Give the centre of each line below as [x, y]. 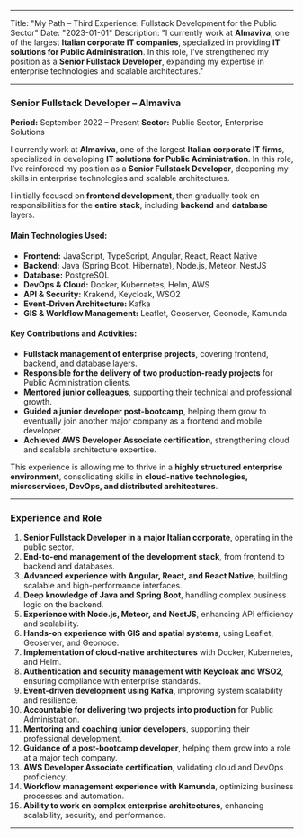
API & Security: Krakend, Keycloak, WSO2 [102, 294]
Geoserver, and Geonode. [71, 642]
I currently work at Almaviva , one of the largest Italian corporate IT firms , [147, 150]
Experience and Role [56, 517]
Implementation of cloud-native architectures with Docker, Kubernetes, [158, 652]
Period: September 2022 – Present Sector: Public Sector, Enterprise [137, 123]
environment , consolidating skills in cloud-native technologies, [129, 476]
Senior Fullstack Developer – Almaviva [96, 103]
